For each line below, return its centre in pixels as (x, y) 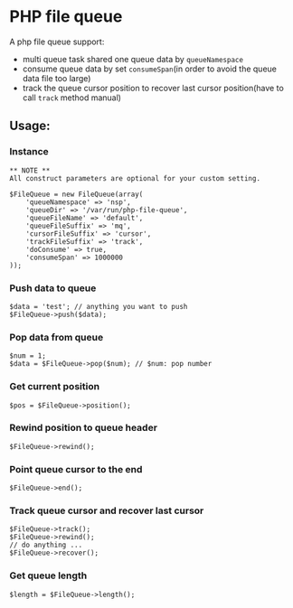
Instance (29, 152)
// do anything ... (46, 545)
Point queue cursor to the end (76, 469)
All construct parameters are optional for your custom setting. (135, 178)
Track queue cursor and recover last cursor (107, 510)
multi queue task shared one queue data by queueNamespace (133, 59)
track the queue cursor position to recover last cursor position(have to (153, 88)
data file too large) (57, 78)
